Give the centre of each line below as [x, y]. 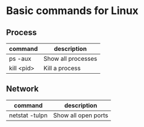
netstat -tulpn [29, 115]
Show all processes [70, 59]
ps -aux [20, 59]
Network [23, 89]
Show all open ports [81, 115]
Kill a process [62, 68]
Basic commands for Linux [72, 11]
